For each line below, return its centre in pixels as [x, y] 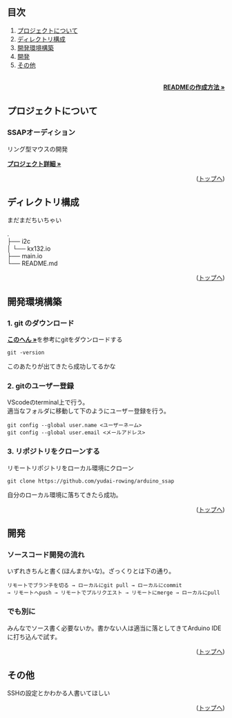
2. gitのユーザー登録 [41, 386]
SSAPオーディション [41, 132]
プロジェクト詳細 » [34, 163]
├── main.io [25, 256]
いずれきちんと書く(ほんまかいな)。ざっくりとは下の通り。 [91, 571]
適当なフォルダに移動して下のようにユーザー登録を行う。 [89, 411]
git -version [26, 352]
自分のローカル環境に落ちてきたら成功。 [65, 494]
